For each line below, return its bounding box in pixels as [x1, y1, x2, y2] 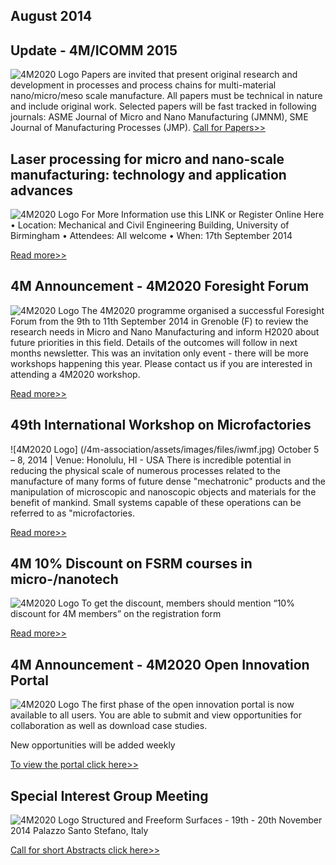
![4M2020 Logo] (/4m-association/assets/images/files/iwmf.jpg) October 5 [10, 443, 320, 455]
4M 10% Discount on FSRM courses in [10, 555, 253, 573]
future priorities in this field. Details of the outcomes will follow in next [10, 336, 298, 348]
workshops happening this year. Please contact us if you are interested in [10, 357, 313, 369]
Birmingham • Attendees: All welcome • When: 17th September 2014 [10, 230, 293, 242]
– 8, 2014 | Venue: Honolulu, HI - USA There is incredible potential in [10, 454, 292, 466]
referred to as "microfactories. [10, 507, 135, 519]
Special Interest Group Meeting [10, 787, 209, 804]
